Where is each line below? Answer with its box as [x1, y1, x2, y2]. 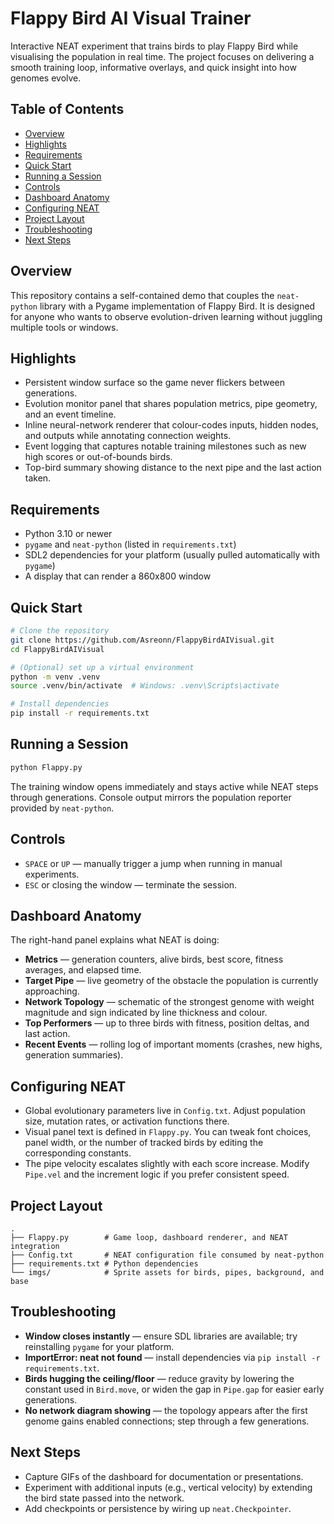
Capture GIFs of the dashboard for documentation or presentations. [24, 1470, 304, 1482]
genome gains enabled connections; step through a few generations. [24, 1415, 310, 1427]
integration [10, 1241, 60, 1251]
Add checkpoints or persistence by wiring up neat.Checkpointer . [24, 1502, 292, 1514]
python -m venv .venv [10, 672, 101, 682]
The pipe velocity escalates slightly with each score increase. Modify [24, 1158, 310, 1170]
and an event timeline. [24, 408, 117, 421]
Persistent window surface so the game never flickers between [24, 377, 285, 389]
